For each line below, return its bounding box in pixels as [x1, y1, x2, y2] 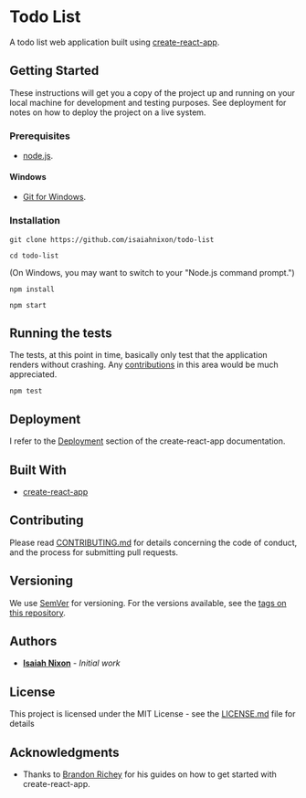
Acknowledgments [9, 744, 121, 760]
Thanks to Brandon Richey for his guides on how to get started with [22, 769, 277, 780]
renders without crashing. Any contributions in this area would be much [9, 359, 279, 371]
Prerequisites [9, 130, 70, 142]
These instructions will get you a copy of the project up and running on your [9, 87, 295, 98]
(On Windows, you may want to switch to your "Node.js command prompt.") [9, 267, 295, 278]
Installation [9, 215, 61, 227]
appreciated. [9, 369, 58, 380]
